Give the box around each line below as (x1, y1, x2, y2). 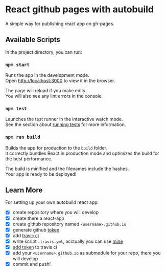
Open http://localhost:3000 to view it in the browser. (5, 78, 115, 84)
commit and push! (12, 261, 51, 267)
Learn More (5, 186, 43, 195)
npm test (5, 106, 27, 111)
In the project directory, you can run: (5, 49, 82, 55)
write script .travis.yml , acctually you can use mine (12, 238, 124, 244)
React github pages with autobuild (5, 4, 154, 15)
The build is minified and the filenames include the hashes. (5, 165, 129, 172)
